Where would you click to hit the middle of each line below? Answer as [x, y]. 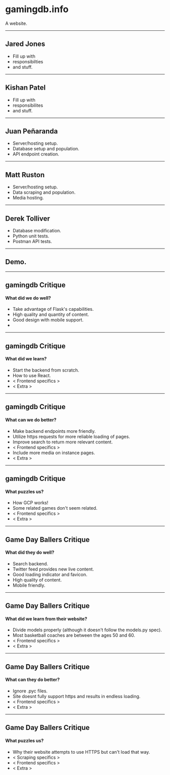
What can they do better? [32, 680]
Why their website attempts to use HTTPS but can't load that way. [81, 752]
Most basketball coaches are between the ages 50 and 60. [74, 635]
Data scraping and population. [44, 192]
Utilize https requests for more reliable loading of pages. [71, 436]
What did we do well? [28, 298]
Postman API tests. [32, 241]
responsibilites [28, 105]
